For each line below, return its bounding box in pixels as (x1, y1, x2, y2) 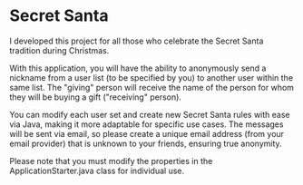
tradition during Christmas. (9, 44, 110, 55)
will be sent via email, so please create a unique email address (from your (9, 128, 284, 139)
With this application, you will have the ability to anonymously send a (9, 63, 267, 73)
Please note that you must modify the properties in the (9, 155, 213, 166)
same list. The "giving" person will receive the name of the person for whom (9, 82, 295, 92)
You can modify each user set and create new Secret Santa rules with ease (9, 109, 290, 120)
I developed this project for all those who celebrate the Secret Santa (9, 35, 264, 46)
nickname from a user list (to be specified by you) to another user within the (9, 72, 293, 83)
